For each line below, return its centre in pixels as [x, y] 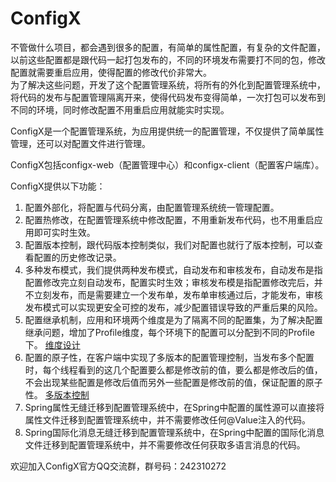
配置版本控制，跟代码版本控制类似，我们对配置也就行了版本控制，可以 [169, 244]
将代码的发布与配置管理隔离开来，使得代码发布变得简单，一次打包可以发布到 [168, 97]
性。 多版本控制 [57, 394]
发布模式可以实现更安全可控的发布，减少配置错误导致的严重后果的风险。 [173, 307]
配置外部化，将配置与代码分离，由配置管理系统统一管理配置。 [152, 207]
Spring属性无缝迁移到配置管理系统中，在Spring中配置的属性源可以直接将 [174, 407]
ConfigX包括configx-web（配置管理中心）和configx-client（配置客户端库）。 [167, 164]
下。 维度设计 [52, 344]
